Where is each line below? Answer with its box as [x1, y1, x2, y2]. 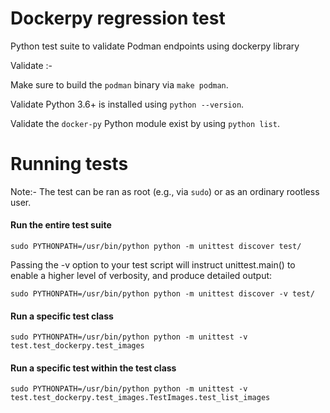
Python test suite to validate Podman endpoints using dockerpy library [10, 40, 300, 52]
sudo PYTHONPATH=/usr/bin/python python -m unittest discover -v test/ [10, 289, 315, 299]
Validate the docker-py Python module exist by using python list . [10, 117, 280, 129]
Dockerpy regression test [10, 7, 226, 30]
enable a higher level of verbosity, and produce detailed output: [10, 270, 273, 282]
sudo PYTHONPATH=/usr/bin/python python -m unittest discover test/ [10, 242, 302, 252]
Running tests [10, 153, 129, 176]
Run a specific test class [10, 310, 114, 322]
